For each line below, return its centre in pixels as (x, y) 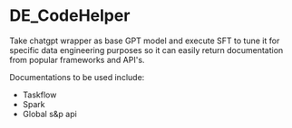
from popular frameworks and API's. (77, 59)
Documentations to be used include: (77, 77)
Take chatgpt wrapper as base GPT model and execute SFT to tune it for (145, 41)
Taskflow (39, 95)
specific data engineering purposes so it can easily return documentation (146, 50)
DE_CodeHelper (70, 16)
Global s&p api (49, 114)
